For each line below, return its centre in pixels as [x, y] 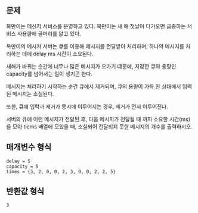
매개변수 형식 [29, 147]
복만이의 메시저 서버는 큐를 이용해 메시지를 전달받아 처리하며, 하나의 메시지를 [95, 46]
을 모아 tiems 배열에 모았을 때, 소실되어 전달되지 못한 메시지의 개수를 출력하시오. [99, 126]
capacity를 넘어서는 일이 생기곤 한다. [49, 74]
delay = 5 [18, 161]
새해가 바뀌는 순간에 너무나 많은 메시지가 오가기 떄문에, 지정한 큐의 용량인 [91, 66]
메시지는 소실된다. [33, 93]
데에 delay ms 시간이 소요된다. [58, 54]
